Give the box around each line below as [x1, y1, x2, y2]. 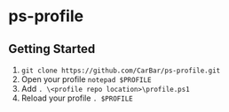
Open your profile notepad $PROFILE [20, 74, 152, 85]
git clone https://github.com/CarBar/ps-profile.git [20, 66, 221, 75]
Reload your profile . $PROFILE [20, 93, 134, 103]
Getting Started [8, 41, 96, 56]
